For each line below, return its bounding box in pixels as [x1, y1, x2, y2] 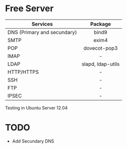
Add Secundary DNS [12, 138, 54, 144]
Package [90, 21, 111, 27]
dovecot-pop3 [83, 44, 118, 51]
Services [31, 21, 53, 27]
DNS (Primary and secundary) [7, 29, 77, 36]
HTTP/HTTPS [7, 68, 39, 75]
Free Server [5, 3, 54, 14]
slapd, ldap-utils [81, 61, 120, 67]
